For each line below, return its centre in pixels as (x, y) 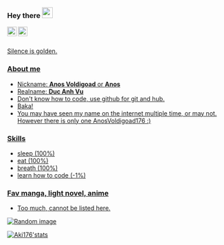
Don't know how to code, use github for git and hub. (91, 98)
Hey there (24, 15)
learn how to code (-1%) (51, 175)
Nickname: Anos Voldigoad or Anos (69, 84)
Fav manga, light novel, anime (58, 193)
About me (24, 69)
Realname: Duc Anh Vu (50, 91)
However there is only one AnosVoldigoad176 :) (84, 120)
